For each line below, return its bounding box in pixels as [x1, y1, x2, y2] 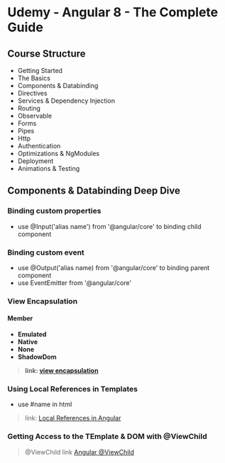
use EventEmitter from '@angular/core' [17, 278, 132, 287]
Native [17, 338, 38, 346]
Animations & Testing [17, 164, 80, 172]
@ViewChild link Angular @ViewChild [24, 447, 135, 456]
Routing [17, 104, 41, 112]
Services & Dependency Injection [17, 96, 116, 105]
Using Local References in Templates [7, 384, 138, 394]
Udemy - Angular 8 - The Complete [7, 4, 219, 21]
